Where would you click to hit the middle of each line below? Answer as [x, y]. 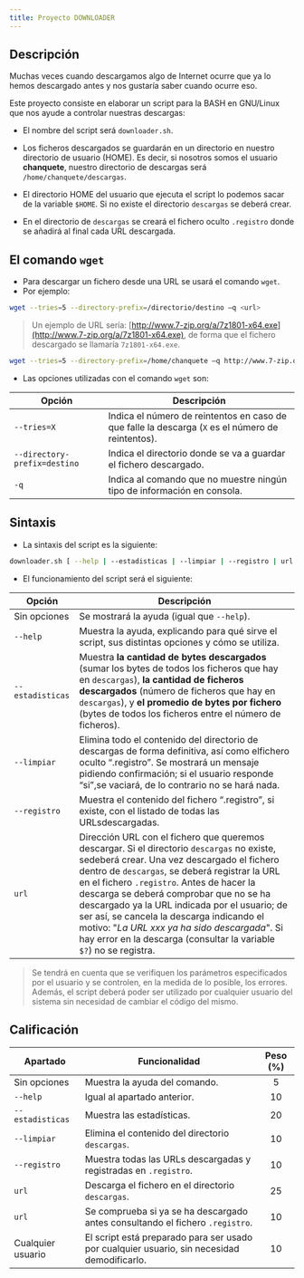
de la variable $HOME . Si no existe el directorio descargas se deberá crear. [157, 204]
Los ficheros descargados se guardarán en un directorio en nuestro [148, 148]
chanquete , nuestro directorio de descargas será [114, 168]
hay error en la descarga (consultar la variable [177, 938]
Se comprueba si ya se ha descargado [166, 1211]
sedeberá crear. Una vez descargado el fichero [179, 860]
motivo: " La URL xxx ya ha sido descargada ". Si [181, 927]
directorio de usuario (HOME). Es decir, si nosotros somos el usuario [150, 158]
